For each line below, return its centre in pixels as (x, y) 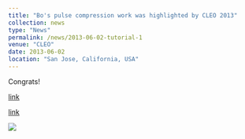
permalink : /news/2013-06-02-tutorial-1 (76, 37)
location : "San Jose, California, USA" (74, 60)
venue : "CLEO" (32, 45)
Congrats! (24, 81)
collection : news (37, 23)
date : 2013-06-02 (37, 52)
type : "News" (30, 30)
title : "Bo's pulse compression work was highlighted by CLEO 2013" (123, 15)
